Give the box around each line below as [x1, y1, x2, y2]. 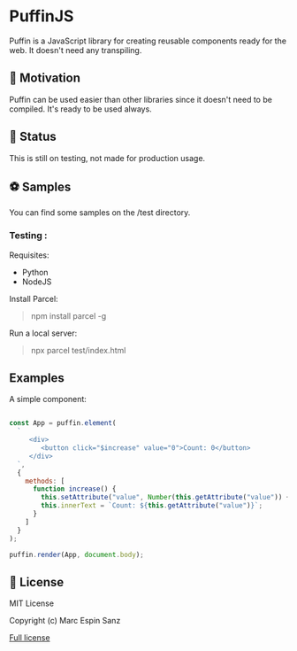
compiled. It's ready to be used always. [9, 104, 152, 114]
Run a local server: [9, 328, 78, 338]
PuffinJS [9, 6, 74, 27]
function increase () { [32, 484, 117, 493]
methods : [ [25, 477, 65, 485]
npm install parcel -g [30, 310, 107, 321]
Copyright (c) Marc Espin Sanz [9, 616, 121, 626]
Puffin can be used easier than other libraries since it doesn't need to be [9, 94, 272, 105]
